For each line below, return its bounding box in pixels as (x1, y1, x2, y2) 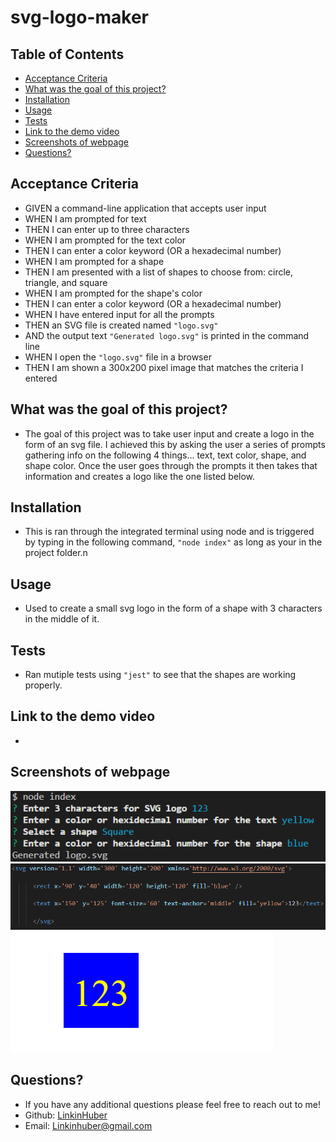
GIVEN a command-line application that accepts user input (24, 202, 267, 214)
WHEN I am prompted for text (24, 212, 147, 225)
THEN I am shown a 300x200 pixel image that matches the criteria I (24, 361, 304, 373)
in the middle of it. (24, 613, 100, 625)
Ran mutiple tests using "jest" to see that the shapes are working (24, 669, 297, 681)
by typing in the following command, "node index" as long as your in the (24, 536, 323, 548)
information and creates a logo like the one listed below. (24, 470, 256, 482)
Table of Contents (10, 46, 125, 63)
